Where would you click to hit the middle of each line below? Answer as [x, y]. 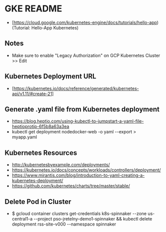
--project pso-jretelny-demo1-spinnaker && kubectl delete [93, 219]
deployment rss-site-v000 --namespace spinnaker [64, 224]
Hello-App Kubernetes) [55, 27]
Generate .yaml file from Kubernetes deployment [82, 109]
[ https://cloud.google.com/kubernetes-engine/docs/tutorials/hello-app [84, 22]
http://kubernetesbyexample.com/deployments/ [61, 165]
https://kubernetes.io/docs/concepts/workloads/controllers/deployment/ [86, 170]
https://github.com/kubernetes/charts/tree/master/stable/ [71, 186]
